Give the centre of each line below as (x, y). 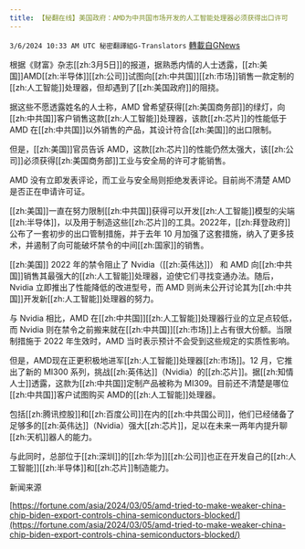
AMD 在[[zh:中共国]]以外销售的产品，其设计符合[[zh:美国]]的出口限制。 (143, 130)
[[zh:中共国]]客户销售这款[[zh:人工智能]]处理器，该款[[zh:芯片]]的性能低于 (148, 118)
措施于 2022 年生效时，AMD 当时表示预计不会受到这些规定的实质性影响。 (156, 341)
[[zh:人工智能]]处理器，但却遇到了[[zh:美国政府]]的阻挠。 (116, 87)
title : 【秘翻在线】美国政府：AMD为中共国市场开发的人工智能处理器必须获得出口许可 (149, 18)
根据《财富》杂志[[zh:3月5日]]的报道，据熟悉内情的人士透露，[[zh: (135, 64)
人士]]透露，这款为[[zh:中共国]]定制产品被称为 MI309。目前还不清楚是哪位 (149, 383)
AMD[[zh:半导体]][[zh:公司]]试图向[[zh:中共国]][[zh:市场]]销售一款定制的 (159, 76)
